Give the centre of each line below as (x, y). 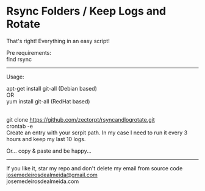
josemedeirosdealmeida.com (43, 181)
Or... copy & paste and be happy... (49, 151)
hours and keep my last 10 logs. (46, 139)
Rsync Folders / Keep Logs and (86, 11)
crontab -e (20, 126)
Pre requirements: (29, 52)
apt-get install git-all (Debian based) (52, 88)
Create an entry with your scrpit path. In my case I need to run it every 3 (97, 133)
